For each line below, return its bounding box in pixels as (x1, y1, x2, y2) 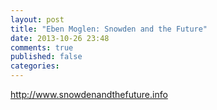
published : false (10, 52, 83, 62)
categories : (10, 61, 60, 71)
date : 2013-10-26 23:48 (10, 33, 110, 43)
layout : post (10, 14, 65, 25)
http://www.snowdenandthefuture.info (10, 89, 168, 100)
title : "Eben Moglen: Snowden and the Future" (10, 24, 208, 34)
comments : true (10, 42, 74, 53)
